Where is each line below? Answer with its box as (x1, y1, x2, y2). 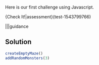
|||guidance (5, 23, 29, 29)
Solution (5, 38, 32, 46)
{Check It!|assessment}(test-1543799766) (5, 14, 91, 19)
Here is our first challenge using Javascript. (5, 4, 94, 10)
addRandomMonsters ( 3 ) (5, 56, 50, 61)
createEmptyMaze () (5, 51, 43, 56)
